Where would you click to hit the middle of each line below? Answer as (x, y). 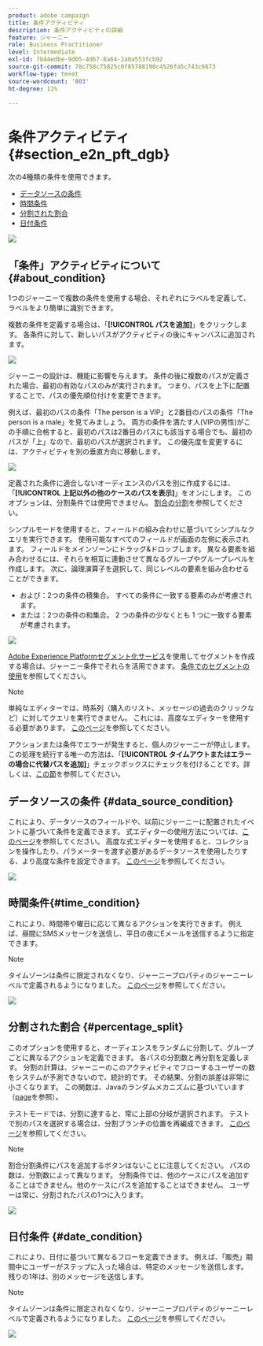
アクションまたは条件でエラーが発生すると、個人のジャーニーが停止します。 (131, 744)
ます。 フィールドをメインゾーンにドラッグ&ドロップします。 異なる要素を (128, 549)
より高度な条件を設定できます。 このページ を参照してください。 (125, 861)
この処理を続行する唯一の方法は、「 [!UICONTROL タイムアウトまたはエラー (130, 755)
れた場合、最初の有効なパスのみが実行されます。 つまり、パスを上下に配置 (129, 386)
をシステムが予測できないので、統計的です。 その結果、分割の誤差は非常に (129, 1077)
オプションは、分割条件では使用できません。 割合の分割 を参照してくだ (122, 503)
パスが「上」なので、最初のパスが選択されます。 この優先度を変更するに (126, 442)
